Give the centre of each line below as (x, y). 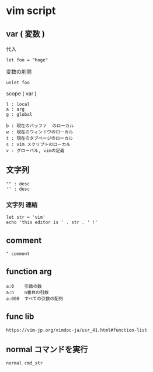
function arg (29, 272)
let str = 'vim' (26, 218)
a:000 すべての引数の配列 (34, 299)
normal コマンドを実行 (47, 349)
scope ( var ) (21, 94)
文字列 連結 (22, 205)
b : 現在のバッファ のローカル (40, 126)
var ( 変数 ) (25, 34)
